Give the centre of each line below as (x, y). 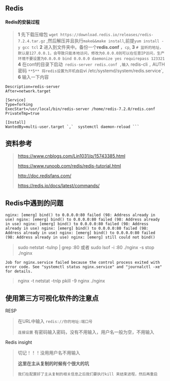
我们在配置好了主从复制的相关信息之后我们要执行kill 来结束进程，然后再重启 (88, 374)
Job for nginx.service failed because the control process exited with (82, 263)
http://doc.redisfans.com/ (44, 176)
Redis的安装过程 (22, 22)
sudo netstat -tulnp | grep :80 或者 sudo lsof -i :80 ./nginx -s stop (86, 248)
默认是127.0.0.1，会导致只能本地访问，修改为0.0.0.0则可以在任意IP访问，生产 (91, 53)
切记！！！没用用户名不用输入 (49, 353)
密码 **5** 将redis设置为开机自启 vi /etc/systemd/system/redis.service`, (91, 70)
